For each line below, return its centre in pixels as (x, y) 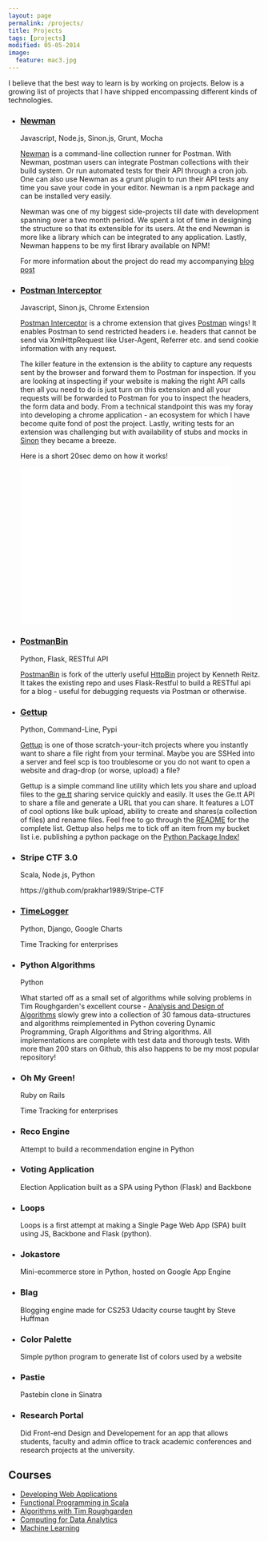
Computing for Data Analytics (68, 1519)
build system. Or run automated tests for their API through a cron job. (134, 171)
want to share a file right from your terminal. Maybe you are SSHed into (137, 753)
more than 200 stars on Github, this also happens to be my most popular (140, 1048)
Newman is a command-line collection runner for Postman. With (126, 154)
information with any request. (68, 349)
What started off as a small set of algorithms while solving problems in (136, 997)
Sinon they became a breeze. (68, 441)
